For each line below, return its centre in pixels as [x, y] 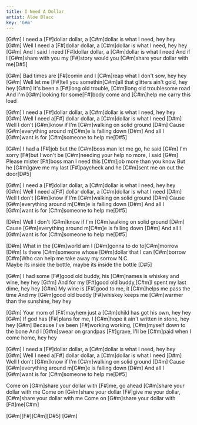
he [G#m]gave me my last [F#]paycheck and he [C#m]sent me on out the [95, 168]
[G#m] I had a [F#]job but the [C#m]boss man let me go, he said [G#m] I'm [97, 149]
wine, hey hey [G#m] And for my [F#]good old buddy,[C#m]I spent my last [96, 282]
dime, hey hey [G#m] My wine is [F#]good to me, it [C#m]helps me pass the [98, 289]
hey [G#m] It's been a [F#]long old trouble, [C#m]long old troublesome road [98, 89]
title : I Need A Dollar [35, 12]
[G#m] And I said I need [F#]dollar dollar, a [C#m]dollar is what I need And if [98, 52]
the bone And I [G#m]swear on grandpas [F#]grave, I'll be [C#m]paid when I [99, 332]
